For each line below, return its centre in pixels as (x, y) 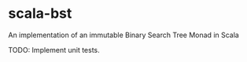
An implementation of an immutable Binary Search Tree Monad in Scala (124, 35)
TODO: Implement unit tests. (54, 50)
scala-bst (40, 14)
